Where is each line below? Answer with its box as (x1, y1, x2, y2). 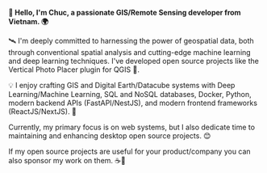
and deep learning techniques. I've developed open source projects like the (8, 57, 260, 65)
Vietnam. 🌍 (8, 17, 49, 26)
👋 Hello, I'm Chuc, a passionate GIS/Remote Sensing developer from (8, 8, 241, 17)
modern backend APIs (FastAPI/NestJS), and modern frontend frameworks (8, 98, 258, 108)
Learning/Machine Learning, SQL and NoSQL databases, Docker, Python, (8, 90, 252, 99)
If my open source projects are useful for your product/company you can (8, 146, 252, 156)
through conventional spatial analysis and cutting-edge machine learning (8, 48, 252, 57)
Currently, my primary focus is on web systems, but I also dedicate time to (8, 122, 256, 132)
